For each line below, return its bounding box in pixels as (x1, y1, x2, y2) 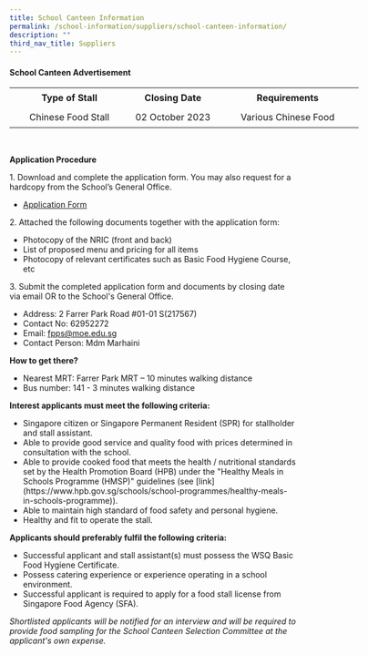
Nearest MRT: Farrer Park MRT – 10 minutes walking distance (22, 373, 253, 384)
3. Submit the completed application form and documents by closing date (9, 281, 285, 292)
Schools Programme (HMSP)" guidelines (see (22, 476, 194, 487)
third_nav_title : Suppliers (9, 38, 117, 48)
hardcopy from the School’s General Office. (9, 181, 172, 192)
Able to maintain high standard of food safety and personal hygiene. (22, 505, 279, 516)
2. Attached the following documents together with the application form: (9, 217, 281, 228)
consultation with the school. (22, 447, 132, 458)
